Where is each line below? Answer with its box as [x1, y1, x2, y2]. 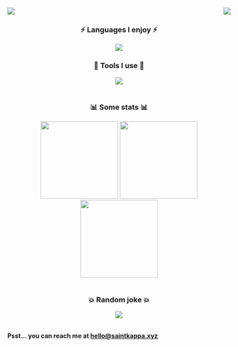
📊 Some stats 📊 [90, 102, 148, 112]
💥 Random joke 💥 [88, 295, 150, 305]
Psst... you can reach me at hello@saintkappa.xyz [7, 331, 158, 340]
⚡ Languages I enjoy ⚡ [80, 25, 158, 35]
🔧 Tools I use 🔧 [93, 61, 144, 71]
